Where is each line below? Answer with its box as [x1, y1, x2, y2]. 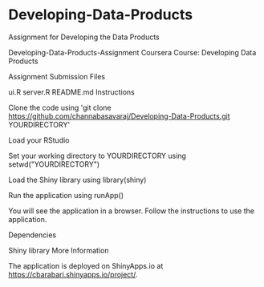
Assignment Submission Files [8, 71, 106, 81]
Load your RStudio [8, 135, 70, 145]
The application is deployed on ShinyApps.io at [8, 261, 164, 270]
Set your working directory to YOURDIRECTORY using [8, 151, 187, 160]
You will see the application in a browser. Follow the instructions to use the [8, 206, 255, 216]
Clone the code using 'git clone [8, 103, 112, 112]
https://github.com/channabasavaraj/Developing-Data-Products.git [8, 111, 230, 121]
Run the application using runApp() [8, 190, 124, 200]
